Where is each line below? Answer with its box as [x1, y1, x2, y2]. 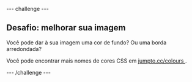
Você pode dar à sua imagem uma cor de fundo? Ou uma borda [6, 39, 167, 46]
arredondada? [6, 45, 42, 52]
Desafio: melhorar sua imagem [6, 22, 127, 33]
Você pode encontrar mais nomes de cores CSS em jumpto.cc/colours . [6, 57, 187, 64]
